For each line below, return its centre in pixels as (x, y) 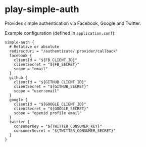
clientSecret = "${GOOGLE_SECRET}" (51, 109)
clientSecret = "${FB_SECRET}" (47, 64)
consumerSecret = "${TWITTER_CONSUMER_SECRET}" (65, 131)
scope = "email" (31, 69)
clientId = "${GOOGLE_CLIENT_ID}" (50, 104)
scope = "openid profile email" (48, 113)
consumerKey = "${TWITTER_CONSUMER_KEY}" (58, 126)
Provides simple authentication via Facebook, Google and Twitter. (73, 23)
